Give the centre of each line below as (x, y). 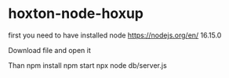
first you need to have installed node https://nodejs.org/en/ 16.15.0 (115, 35)
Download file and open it (50, 50)
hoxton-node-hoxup (76, 14)
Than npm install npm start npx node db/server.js (87, 65)
